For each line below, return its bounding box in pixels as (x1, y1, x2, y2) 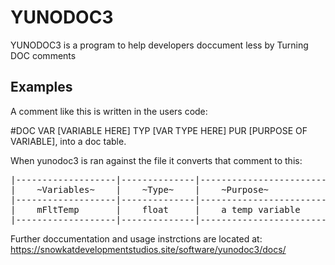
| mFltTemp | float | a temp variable (10, 204, 301, 215)
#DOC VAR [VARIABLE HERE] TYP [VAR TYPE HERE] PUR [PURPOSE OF (10, 124, 308, 136)
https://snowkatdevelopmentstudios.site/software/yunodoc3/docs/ (10, 243, 287, 255)
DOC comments (10, 49, 77, 61)
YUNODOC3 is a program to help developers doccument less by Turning (10, 39, 309, 51)
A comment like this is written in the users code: (10, 105, 208, 117)
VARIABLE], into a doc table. (10, 135, 127, 147)
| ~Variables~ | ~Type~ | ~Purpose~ (10, 184, 270, 195)
